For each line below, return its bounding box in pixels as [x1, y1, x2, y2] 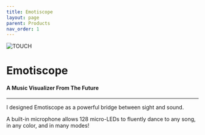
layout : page [6, 15, 40, 21]
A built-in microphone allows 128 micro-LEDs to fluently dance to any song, [6, 115, 196, 122]
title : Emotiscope [6, 9, 53, 15]
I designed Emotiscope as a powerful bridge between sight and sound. [6, 103, 184, 111]
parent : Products [6, 20, 51, 26]
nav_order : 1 [6, 26, 40, 32]
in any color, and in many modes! [6, 122, 90, 129]
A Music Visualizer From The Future [6, 85, 99, 92]
